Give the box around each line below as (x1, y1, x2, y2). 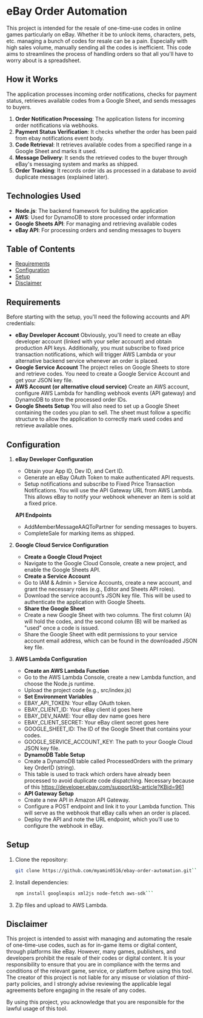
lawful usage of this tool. (6, 1005, 68, 1013)
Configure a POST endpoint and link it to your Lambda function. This (24, 803, 195, 810)
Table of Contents (6, 244, 76, 254)
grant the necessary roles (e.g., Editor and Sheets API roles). (24, 585, 176, 593)
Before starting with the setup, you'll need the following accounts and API (6, 313, 190, 320)
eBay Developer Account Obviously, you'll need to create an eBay (15, 331, 181, 339)
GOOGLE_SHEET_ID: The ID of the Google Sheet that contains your (24, 725, 191, 732)
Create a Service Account (24, 573, 91, 580)
